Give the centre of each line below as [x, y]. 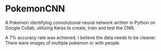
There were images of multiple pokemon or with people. [63, 42]
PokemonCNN [35, 9]
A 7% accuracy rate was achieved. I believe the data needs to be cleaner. [81, 37]
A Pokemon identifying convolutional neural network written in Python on [80, 22]
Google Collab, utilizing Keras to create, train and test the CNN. [70, 27]
